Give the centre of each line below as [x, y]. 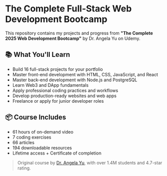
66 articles [23, 142]
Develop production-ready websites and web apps [64, 96]
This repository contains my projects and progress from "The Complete [79, 33]
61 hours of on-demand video [43, 132]
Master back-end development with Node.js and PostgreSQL [75, 80]
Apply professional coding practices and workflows [65, 90]
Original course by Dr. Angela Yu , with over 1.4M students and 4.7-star [90, 163]
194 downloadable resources [42, 148]
